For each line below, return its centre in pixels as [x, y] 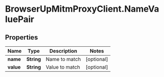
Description [63, 51]
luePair [20, 19]
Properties [22, 37]
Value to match [63, 67]
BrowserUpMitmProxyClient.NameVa [82, 9]
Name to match [63, 59]
